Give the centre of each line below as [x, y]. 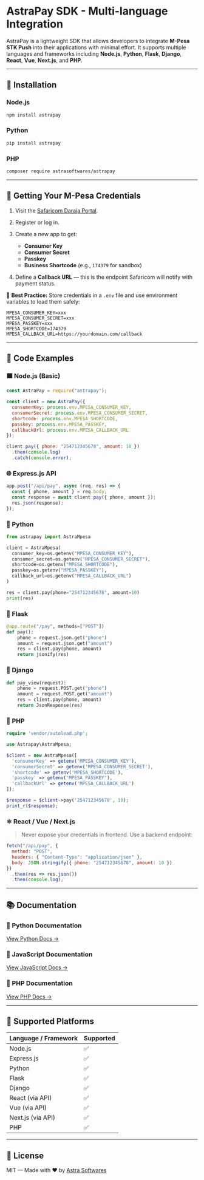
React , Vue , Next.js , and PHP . [45, 60]
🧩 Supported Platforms [50, 1021]
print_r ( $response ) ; [32, 806]
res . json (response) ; [38, 503]
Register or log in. [37, 222]
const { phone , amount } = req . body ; [59, 492]
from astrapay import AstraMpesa [49, 537]
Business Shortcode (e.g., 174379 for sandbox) [83, 265]
